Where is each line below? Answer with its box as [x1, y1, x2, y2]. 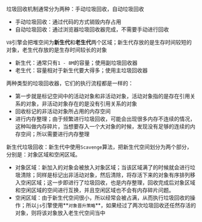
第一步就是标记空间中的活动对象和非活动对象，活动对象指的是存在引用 [15, 93, 191, 99]
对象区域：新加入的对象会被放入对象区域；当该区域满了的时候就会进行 [15, 164, 191, 171]
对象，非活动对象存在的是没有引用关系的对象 [25, 100, 137, 107]
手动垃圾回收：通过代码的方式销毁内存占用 [15, 18, 122, 25]
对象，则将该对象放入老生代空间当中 [15, 209, 106, 217]
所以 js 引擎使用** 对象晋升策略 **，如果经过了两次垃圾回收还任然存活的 [25, 202, 197, 209]
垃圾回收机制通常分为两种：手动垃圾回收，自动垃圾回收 [6, 5, 144, 12]
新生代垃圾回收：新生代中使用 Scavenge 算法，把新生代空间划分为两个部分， [6, 143, 192, 150]
